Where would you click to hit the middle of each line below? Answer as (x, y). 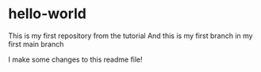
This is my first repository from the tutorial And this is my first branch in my (130, 36)
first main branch (36, 44)
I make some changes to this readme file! (75, 59)
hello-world (48, 14)
